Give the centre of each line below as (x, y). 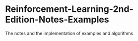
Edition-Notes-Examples (57, 20)
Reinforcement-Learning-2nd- (69, 9)
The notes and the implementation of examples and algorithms (69, 33)
